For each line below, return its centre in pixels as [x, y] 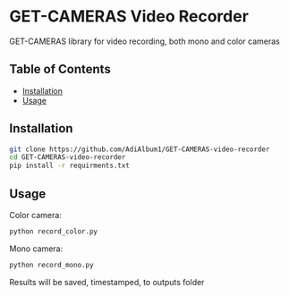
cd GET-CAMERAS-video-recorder [68, 157]
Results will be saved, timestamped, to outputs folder [107, 282]
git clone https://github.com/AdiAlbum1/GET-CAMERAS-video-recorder [140, 149]
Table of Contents [60, 69]
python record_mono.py [51, 265]
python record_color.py [54, 232]
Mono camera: [36, 249]
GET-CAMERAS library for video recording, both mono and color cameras [144, 41]
